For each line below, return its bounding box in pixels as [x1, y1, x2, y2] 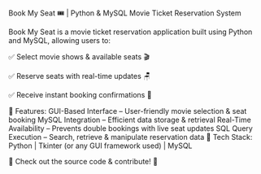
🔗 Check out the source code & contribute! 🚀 [8, 157, 159, 166]
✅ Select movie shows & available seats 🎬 [8, 52, 150, 61]
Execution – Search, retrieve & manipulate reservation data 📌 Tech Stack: [8, 133, 253, 141]
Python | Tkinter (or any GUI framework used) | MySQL [8, 141, 193, 150]
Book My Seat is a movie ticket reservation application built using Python [8, 27, 253, 37]
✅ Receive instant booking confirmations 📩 [8, 90, 152, 99]
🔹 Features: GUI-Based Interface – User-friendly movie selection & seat [8, 107, 247, 115]
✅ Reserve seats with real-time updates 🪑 [8, 72, 151, 80]
